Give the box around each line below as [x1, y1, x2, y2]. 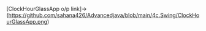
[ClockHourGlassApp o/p [6, 5, 70, 12]
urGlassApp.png [6, 18, 48, 25]
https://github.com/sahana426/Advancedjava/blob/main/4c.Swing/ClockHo [8, 12, 200, 19]
